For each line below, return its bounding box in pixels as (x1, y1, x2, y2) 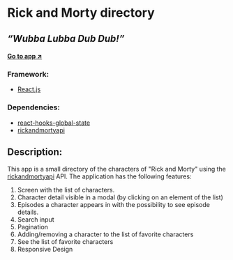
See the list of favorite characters (17, 237, 114, 245)
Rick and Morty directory (7, 5, 155, 21)
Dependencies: (7, 102, 61, 112)
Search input (17, 215, 54, 224)
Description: (7, 146, 63, 158)
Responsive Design (17, 245, 73, 253)
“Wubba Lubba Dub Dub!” (7, 33, 125, 45)
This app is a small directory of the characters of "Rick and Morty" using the (7, 165, 227, 173)
